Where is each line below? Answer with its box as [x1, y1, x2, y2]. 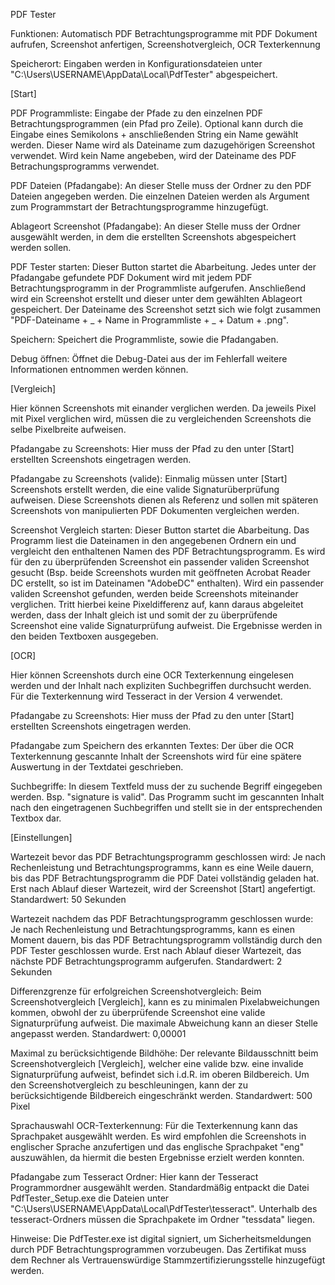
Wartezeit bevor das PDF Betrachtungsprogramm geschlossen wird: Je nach [10, 851, 326, 863]
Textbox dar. [10, 812, 62, 824]
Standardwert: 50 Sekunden [10, 894, 127, 905]
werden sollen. [10, 242, 72, 253]
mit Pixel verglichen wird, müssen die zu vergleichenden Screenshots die [10, 413, 312, 424]
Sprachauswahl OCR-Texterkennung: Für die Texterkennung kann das [10, 1120, 298, 1131]
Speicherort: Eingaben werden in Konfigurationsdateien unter [10, 58, 263, 69]
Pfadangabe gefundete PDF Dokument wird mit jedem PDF [10, 272, 253, 283]
